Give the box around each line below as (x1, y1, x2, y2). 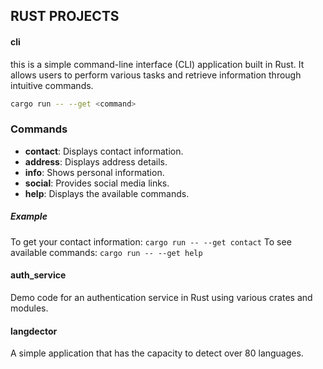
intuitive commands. (10, 79, 94, 91)
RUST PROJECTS (10, 8, 120, 25)
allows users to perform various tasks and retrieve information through (10, 69, 302, 81)
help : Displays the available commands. (24, 187, 190, 199)
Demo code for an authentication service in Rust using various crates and (10, 291, 313, 303)
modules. (10, 302, 49, 314)
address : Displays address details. (24, 155, 168, 168)
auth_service (10, 269, 67, 281)
